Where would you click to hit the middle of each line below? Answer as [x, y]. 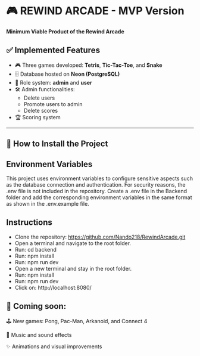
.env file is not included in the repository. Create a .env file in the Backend [97, 191]
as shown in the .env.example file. [48, 203]
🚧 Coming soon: [36, 306]
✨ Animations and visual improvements [54, 346]
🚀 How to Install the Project [57, 144]
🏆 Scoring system [37, 117]
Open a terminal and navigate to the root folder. [73, 243]
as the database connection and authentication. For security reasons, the [96, 184]
